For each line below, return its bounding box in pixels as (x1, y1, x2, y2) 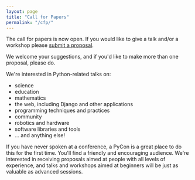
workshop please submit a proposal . (6, 42, 94, 49)
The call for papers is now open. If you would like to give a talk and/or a (6, 36, 179, 43)
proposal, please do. (6, 59, 56, 66)
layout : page (6, 8, 38, 15)
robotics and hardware (14, 120, 70, 127)
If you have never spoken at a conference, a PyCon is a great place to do (6, 143, 182, 150)
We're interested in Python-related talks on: (6, 71, 111, 78)
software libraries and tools (14, 125, 81, 133)
